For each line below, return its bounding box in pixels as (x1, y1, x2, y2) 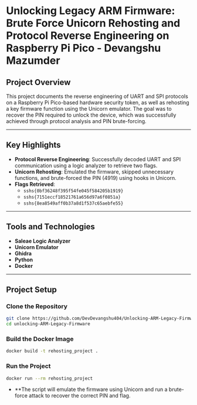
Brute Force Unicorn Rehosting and (6, 16, 181, 30)
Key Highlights (6, 140, 61, 150)
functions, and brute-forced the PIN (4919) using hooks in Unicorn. (14, 174, 177, 181)
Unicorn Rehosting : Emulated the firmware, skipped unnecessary (14, 168, 174, 175)
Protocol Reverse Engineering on (6, 29, 169, 42)
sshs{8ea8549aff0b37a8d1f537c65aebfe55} (23, 200, 124, 206)
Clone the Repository (6, 302, 68, 310)
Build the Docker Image (6, 335, 74, 343)
